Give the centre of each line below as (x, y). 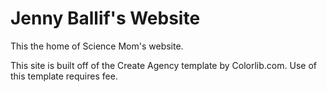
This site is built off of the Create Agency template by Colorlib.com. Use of (163, 65)
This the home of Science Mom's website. (97, 46)
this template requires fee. (64, 76)
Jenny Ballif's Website (105, 18)
